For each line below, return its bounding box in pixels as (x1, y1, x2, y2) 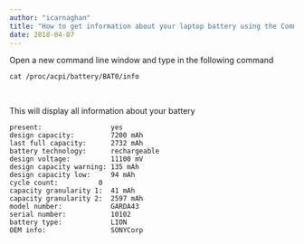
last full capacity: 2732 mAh (9, 139, 144, 148)
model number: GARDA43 (9, 202, 140, 211)
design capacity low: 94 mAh (9, 171, 136, 180)
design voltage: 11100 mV (9, 155, 144, 164)
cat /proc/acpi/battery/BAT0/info (9, 72, 140, 81)
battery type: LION (9, 218, 128, 227)
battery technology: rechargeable (9, 146, 160, 156)
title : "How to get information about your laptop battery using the (9, 22, 278, 31)
